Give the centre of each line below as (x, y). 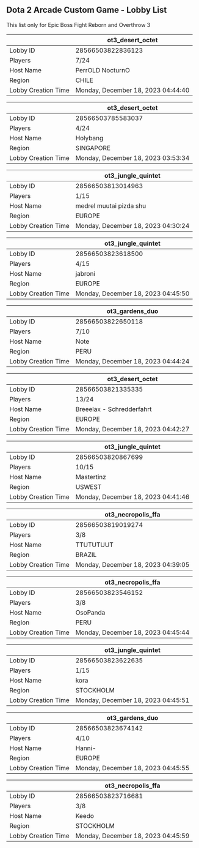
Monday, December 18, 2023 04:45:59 (132, 836)
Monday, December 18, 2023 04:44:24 (132, 361)
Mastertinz (91, 477)
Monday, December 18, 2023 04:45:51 (132, 700)
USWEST (89, 486)
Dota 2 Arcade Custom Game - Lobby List (87, 10)
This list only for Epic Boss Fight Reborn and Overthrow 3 (78, 25)
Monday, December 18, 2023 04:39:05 (132, 564)
